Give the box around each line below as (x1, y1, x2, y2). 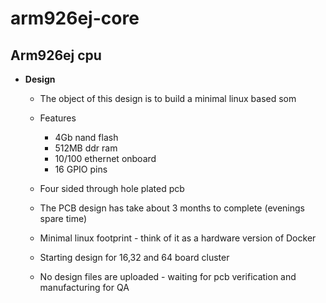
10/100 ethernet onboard (54, 153, 157, 164)
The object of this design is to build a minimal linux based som (39, 93, 297, 104)
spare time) (39, 213, 88, 224)
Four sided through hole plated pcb (39, 183, 185, 194)
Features (39, 112, 77, 124)
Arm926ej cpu (10, 47, 102, 64)
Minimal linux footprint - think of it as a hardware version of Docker (39, 232, 317, 244)
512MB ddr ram (54, 142, 118, 154)
